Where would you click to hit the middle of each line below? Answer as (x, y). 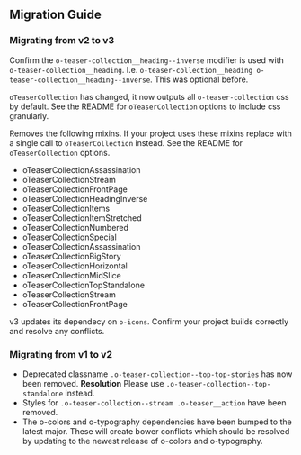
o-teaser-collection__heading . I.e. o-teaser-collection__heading (131, 69)
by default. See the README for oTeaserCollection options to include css (145, 106)
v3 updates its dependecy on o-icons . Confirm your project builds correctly (149, 321)
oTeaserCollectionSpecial (69, 237)
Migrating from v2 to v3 (62, 41)
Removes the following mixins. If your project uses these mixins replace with (150, 133)
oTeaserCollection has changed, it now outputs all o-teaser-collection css (149, 96)
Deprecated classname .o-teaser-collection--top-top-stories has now (157, 374)
